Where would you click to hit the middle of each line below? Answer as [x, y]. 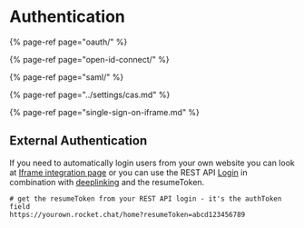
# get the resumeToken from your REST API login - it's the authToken [146, 198]
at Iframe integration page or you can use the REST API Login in [128, 172]
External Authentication [78, 141]
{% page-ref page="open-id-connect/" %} [89, 59]
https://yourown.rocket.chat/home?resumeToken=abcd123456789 [127, 214]
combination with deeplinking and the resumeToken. [107, 182]
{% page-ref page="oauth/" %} [69, 42]
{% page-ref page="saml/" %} [67, 77]
